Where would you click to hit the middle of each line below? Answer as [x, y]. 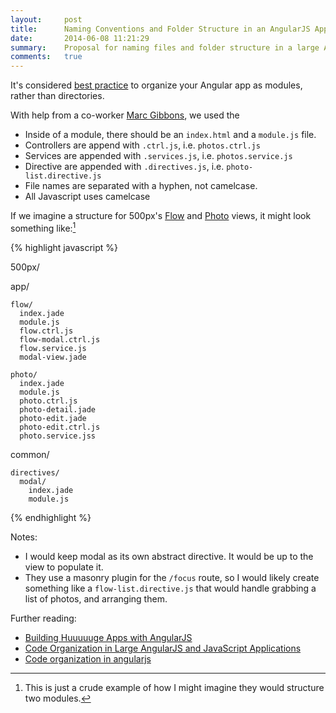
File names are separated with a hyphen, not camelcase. [141, 186]
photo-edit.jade [53, 418]
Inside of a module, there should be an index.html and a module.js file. [170, 135]
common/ [30, 454]
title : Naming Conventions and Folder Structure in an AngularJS [160, 29]
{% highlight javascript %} [64, 247]
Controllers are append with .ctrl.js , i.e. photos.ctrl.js [142, 145]
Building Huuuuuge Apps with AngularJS [108, 637]
